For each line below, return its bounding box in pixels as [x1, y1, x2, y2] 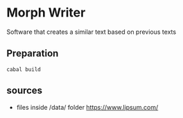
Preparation [6, 48, 59, 59]
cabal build [6, 66, 41, 73]
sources [6, 85, 43, 97]
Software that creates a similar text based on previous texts [6, 28, 177, 36]
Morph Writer [6, 5, 86, 21]
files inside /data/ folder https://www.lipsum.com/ [16, 103, 159, 111]
